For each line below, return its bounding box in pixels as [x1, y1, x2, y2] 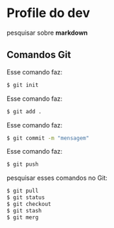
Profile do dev [6, 5, 90, 21]
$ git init [6, 81, 39, 89]
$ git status [6, 194, 45, 201]
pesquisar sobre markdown [6, 28, 88, 37]
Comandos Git [6, 49, 72, 61]
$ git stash [6, 207, 42, 214]
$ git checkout [6, 200, 52, 207]
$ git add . [6, 108, 42, 115]
